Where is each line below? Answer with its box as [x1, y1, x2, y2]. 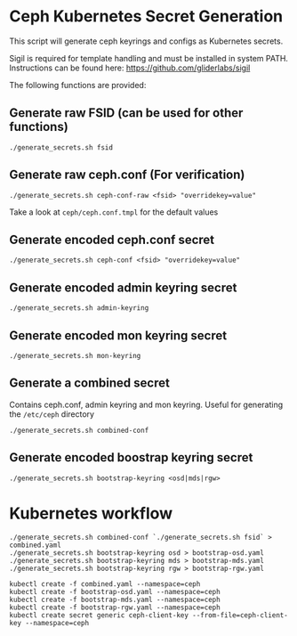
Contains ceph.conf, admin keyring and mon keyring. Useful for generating [9, 399, 284, 410]
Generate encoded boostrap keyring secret [9, 450, 253, 465]
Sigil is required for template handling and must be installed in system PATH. [9, 53, 289, 63]
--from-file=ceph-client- [192, 610, 289, 620]
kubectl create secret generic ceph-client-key [9, 610, 189, 620]
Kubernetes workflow [9, 503, 173, 523]
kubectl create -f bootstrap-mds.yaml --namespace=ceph [9, 595, 221, 604]
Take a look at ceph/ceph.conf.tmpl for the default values [9, 207, 219, 217]
